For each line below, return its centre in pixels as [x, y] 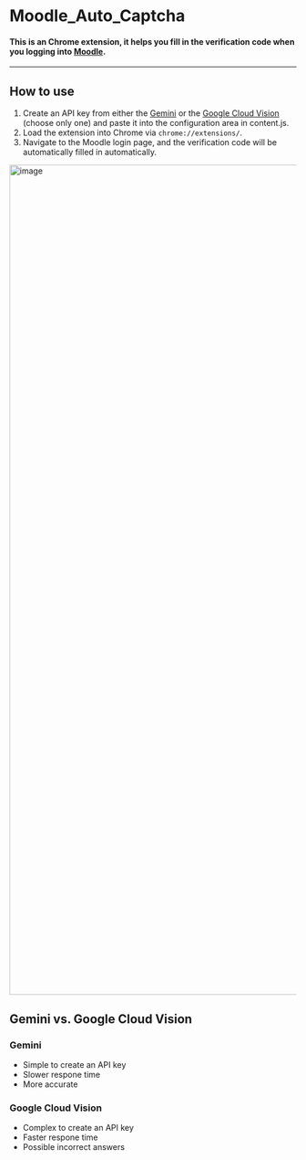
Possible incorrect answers [74, 1147]
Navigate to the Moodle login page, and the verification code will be [150, 142]
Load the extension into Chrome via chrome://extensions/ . [133, 132]
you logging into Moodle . [58, 51]
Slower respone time [61, 1074]
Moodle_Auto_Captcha [97, 16]
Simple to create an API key [74, 1064]
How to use [42, 91]
